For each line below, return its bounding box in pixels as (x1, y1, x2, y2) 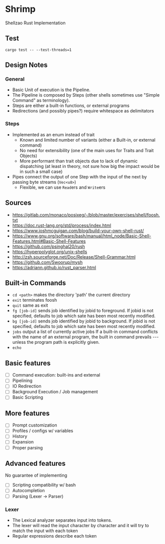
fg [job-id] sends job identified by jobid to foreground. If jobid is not (12, 308, 154, 314)
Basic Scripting (12, 394, 43, 400)
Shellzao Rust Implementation (5, 20, 66, 26)
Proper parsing (12, 444, 43, 450)
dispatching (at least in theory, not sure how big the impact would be (19, 163, 160, 169)
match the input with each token (12, 528, 78, 534)
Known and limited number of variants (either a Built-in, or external (19, 137, 156, 143)
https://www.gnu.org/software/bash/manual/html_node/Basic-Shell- (12, 233, 152, 239)
